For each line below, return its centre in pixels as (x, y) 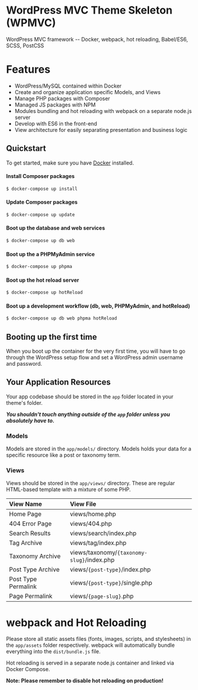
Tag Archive (26, 543)
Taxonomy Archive (35, 556)
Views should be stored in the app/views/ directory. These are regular (90, 483)
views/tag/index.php (98, 543)
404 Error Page (30, 524)
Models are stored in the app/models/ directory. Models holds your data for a (99, 449)
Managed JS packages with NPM (55, 105)
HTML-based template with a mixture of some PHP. (69, 489)
